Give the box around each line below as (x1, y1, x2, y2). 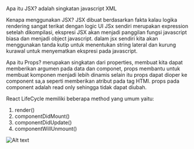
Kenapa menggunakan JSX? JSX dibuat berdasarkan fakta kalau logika (6, 16, 178, 23)
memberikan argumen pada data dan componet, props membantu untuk (6, 65, 181, 72)
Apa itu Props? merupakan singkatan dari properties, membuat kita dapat (6, 59, 183, 66)
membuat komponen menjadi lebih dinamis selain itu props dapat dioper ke (6, 72, 188, 78)
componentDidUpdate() (14, 119, 72, 126)
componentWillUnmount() (14, 126, 77, 132)
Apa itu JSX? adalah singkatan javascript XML (6, 5, 117, 12)
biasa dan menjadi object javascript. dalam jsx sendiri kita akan (6, 35, 158, 42)
